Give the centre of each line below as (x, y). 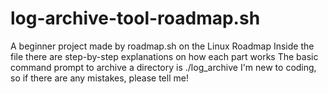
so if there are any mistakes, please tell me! (99, 78)
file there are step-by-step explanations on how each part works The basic (164, 56)
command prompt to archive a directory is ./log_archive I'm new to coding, (163, 67)
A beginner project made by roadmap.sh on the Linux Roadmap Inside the (162, 46)
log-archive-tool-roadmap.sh (135, 18)
